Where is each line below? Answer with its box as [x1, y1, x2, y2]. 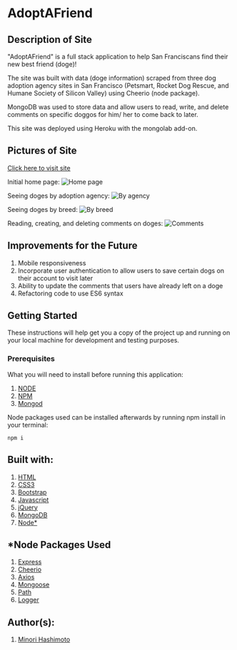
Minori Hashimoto [17, 635, 71, 644]
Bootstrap [17, 487, 47, 497]
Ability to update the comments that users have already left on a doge [17, 281, 223, 290]
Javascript [17, 495, 49, 504]
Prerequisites [7, 354, 55, 364]
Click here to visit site [7, 163, 71, 172]
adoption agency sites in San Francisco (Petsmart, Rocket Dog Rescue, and [7, 81, 229, 90]
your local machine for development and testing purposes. [7, 336, 180, 345]
